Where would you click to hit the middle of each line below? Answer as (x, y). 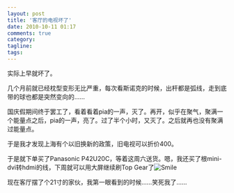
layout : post (26, 14)
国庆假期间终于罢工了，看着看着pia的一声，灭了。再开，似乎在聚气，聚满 (112, 111)
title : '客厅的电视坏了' (39, 20)
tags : (15, 53)
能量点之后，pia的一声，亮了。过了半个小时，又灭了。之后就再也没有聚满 (118, 120)
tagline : (20, 46)
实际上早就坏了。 (32, 73)
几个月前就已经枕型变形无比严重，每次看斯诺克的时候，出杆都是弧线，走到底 (117, 88)
